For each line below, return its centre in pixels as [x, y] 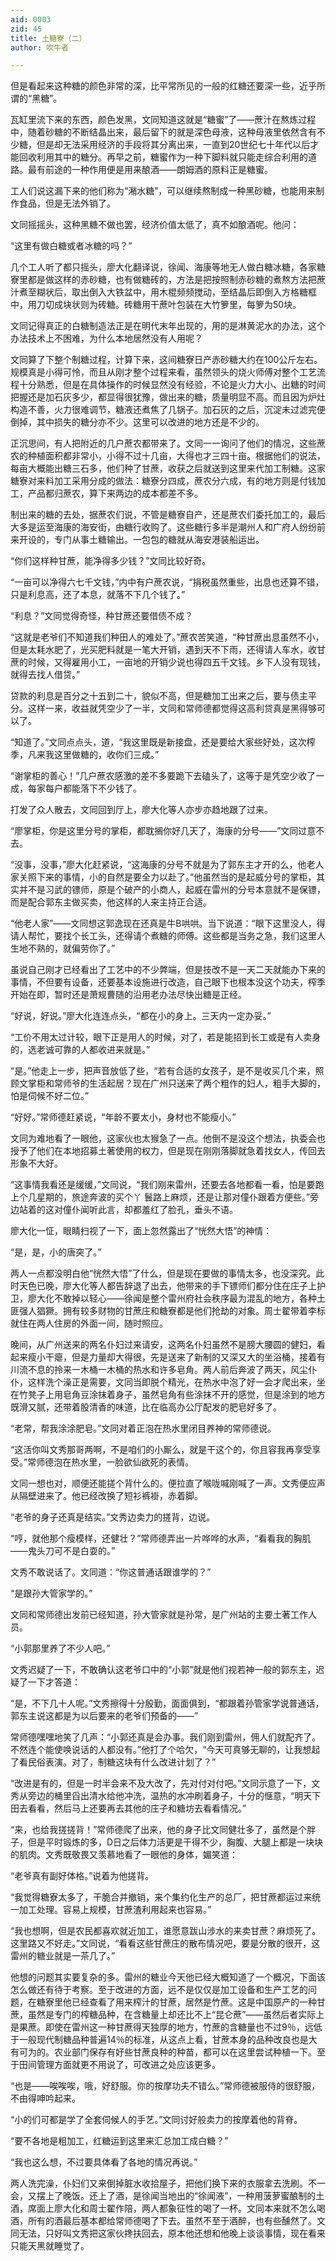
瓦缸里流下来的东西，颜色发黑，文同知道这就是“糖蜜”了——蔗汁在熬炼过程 [163, 120]
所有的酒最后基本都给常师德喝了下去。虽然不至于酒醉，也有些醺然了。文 [176, 2221]
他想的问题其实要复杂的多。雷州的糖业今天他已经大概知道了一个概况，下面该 [168, 1977]
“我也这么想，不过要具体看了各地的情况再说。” [104, 2162]
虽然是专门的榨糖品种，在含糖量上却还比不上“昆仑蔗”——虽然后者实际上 [176, 2015]
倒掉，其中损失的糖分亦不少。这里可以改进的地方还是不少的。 [137, 422]
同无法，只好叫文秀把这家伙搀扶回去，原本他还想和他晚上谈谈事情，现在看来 [168, 2233]
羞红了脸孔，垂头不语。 [189, 1210]
